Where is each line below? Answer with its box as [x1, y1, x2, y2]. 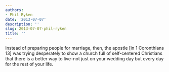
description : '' [5, 21, 39, 27]
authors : [5, 7, 24, 13]
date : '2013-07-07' [5, 17, 47, 22]
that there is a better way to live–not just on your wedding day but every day [5, 56, 164, 61]
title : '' [5, 31, 26, 36]
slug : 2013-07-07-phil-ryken [5, 26, 67, 31]
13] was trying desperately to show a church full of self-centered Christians [5, 50, 163, 56]
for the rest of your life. [5, 61, 54, 67]
